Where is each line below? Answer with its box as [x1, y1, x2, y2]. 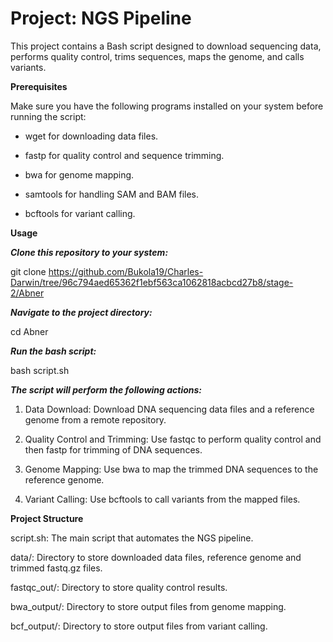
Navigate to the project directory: [10, 306, 153, 318]
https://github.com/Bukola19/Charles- [48, 265, 204, 277]
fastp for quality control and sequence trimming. [24, 149, 225, 161]
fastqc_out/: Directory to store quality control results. [10, 581, 228, 593]
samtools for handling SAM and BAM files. [24, 188, 200, 200]
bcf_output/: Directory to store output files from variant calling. [10, 620, 268, 632]
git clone [10, 265, 47, 277]
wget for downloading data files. [24, 130, 159, 142]
